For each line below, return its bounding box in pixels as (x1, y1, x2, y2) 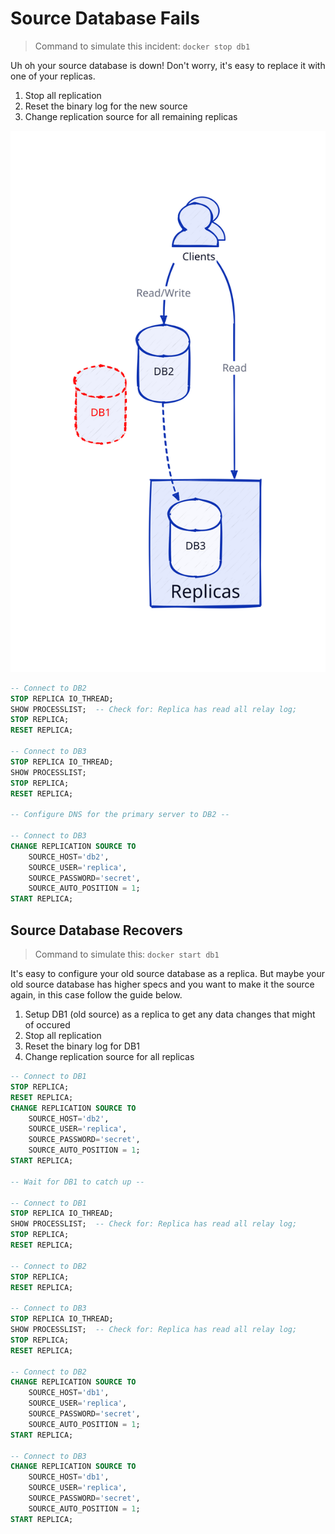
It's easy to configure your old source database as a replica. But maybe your (10, 968, 325, 980)
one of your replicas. (10, 70, 96, 82)
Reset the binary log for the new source (24, 100, 188, 112)
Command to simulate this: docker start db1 (34, 948, 220, 961)
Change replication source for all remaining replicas (24, 110, 238, 122)
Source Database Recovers (10, 922, 183, 939)
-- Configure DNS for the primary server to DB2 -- (10, 810, 230, 820)
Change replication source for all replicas (24, 1051, 195, 1063)
